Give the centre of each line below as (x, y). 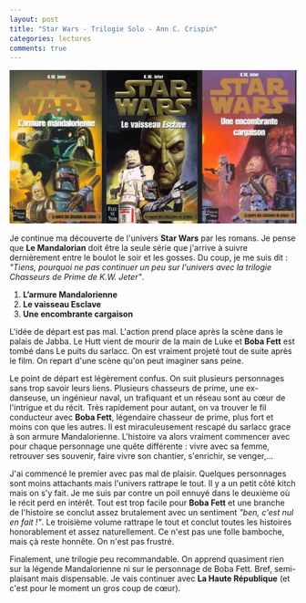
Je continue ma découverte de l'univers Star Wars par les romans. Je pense (153, 238)
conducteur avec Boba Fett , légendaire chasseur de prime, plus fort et (142, 417)
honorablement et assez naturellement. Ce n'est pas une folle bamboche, (147, 532)
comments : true (38, 48)
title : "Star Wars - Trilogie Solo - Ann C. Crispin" (114, 29)
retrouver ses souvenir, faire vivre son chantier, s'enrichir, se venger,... (142, 456)
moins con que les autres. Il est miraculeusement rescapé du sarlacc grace (150, 427)
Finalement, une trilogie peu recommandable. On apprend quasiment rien (147, 559)
